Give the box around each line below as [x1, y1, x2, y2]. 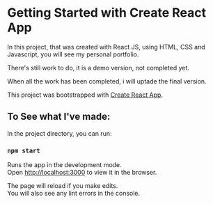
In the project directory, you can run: [7, 129, 112, 137]
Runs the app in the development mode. [7, 161, 122, 169]
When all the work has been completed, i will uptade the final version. [7, 77, 207, 85]
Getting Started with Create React [7, 5, 207, 21]
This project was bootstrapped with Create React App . [7, 91, 164, 99]
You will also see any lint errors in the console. [7, 189, 141, 198]
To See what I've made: [7, 111, 111, 123]
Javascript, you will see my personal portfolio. [7, 50, 139, 58]
